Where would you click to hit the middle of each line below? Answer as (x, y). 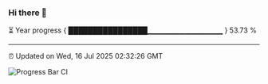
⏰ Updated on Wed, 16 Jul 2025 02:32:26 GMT (86, 56)
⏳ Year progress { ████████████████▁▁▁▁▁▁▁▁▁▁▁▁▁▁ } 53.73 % (133, 30)
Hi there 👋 (28, 13)
